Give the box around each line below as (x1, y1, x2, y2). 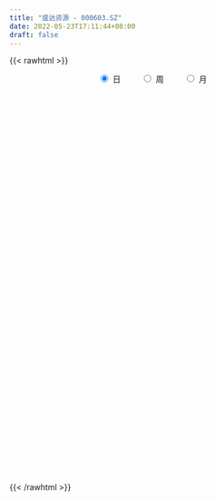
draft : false (9, 30, 59, 39)
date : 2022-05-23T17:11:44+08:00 (9, 22, 136, 31)
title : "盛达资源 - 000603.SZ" (9, 13, 122, 23)
